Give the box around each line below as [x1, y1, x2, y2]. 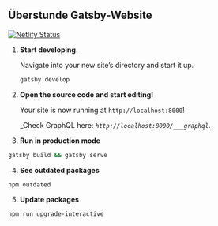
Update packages [19, 195, 80, 205]
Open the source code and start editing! [19, 89, 154, 100]
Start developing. [19, 45, 79, 55]
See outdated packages [19, 165, 100, 175]
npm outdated [8, 180, 51, 189]
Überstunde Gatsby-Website [8, 9, 152, 22]
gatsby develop [19, 75, 70, 84]
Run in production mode [19, 136, 101, 145]
